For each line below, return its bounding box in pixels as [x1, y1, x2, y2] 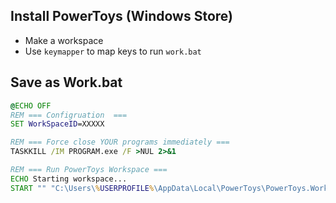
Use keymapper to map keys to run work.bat [24, 45, 202, 57]
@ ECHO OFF [10, 100, 52, 111]
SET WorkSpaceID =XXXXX [10, 119, 105, 129]
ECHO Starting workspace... [10, 174, 128, 184]
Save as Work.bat [10, 74, 123, 91]
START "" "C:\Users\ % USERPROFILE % [10, 183, 155, 193]
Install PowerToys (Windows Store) [10, 8, 233, 25]
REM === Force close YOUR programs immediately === [10, 137, 230, 148]
